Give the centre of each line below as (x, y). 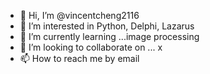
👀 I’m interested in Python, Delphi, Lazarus (107, 26)
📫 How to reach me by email (79, 58)
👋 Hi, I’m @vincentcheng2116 (79, 15)
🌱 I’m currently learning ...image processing (109, 36)
